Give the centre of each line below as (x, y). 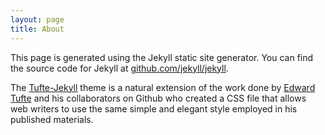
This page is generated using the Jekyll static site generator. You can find (162, 57)
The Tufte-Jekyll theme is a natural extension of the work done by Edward (163, 87)
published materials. (52, 119)
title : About (37, 29)
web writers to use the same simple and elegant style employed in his (154, 108)
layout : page (37, 19)
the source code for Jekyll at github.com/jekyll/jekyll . (119, 68)
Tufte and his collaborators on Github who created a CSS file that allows (158, 98)
